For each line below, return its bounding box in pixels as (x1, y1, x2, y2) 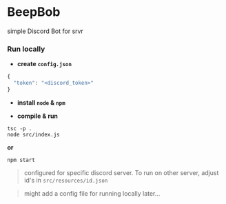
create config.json (17, 60, 72, 68)
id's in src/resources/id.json (23, 176, 108, 184)
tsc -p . (7, 125, 32, 132)
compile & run (17, 112, 59, 120)
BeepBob (7, 4, 61, 20)
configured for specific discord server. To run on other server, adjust (23, 168, 219, 176)
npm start (7, 156, 36, 163)
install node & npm (17, 98, 65, 107)
